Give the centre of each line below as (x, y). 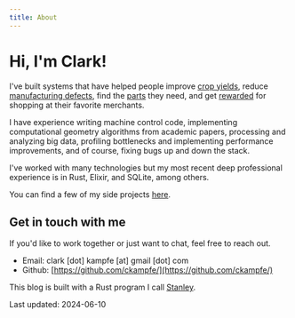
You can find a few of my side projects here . (90, 194)
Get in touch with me (68, 222)
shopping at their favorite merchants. (77, 105)
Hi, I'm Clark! (58, 61)
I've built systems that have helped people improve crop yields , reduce (139, 86)
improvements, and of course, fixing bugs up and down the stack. (130, 150)
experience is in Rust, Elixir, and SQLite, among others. (109, 177)
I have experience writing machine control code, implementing (124, 122)
